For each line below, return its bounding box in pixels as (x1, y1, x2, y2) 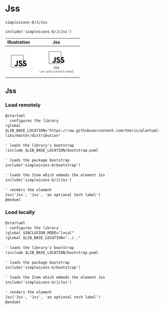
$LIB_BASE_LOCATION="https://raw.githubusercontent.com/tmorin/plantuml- (5, 128, 161, 133)
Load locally (5, 209, 35, 216)
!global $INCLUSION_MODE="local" (5, 230, 74, 235)
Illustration (7, 39, 31, 45)
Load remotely (5, 101, 41, 108)
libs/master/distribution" (5, 133, 61, 138)
